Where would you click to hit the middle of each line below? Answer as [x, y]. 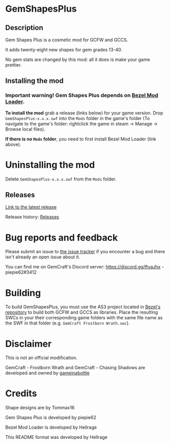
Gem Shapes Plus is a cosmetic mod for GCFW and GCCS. [67, 40]
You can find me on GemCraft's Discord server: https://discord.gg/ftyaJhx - [85, 267]
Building [23, 293]
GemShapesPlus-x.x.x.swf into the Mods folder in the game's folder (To [78, 118]
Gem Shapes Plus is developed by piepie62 [51, 418]
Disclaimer [29, 344]
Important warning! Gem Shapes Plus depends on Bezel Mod [82, 96]
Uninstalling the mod [50, 165]
